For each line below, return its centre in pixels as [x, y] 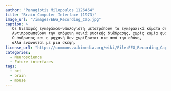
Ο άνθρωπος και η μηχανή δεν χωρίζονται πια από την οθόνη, [77, 38]
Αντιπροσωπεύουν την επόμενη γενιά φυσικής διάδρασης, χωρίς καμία [85, 33]
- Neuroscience [26, 57]
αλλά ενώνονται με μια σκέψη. [44, 43]
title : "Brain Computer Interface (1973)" [51, 15]
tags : [11, 66]
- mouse [18, 80]
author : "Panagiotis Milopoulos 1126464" [50, 10]
